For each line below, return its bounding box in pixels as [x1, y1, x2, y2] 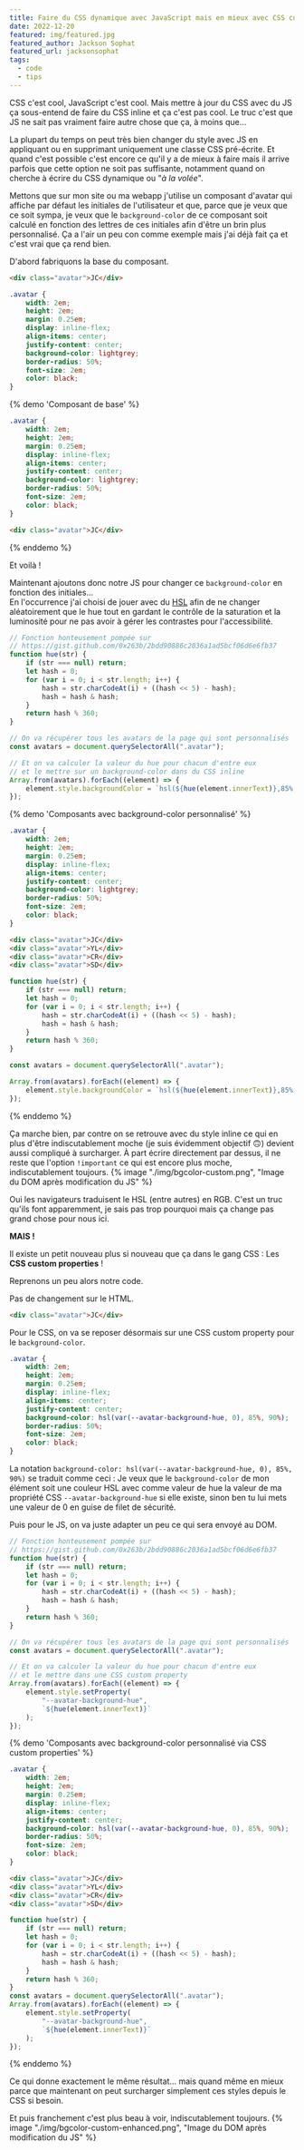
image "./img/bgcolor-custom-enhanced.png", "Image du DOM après [9, 2123, 267, 2134]
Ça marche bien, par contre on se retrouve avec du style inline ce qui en [9, 1128, 279, 1139]
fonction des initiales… [9, 587, 93, 598]
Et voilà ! [9, 559, 42, 570]
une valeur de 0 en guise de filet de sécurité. [9, 1502, 176, 1513]
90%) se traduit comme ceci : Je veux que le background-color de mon [9, 1473, 270, 1484]
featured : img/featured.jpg [9, 30, 116, 39]
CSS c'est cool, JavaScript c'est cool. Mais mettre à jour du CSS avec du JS [9, 97, 292, 108]
